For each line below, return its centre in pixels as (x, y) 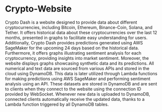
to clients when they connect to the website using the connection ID (73, 89)
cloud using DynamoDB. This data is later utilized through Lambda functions (81, 73)
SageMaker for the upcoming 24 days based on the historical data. (72, 48)
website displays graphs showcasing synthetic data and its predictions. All (80, 63)
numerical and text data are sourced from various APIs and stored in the (77, 68)
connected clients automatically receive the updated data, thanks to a (75, 99)
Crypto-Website (38, 9)
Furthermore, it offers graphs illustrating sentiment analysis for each (73, 53)
